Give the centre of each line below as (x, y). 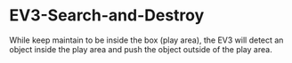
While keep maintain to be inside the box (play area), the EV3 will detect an (146, 40)
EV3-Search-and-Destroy (107, 16)
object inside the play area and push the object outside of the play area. (141, 49)
